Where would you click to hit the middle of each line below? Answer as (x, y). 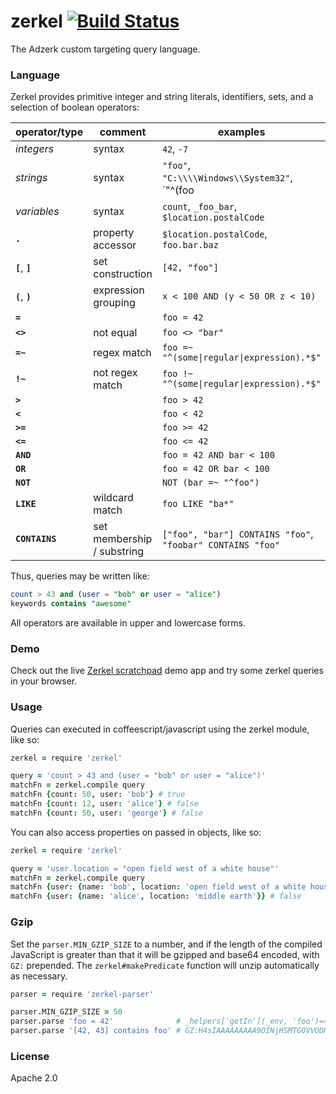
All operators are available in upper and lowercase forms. (128, 622)
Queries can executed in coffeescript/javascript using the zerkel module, (160, 729)
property (114, 233)
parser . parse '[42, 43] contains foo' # (96, 1031)
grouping (114, 303)
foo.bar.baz (190, 245)
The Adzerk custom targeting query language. (105, 49)
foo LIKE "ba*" (198, 504)
